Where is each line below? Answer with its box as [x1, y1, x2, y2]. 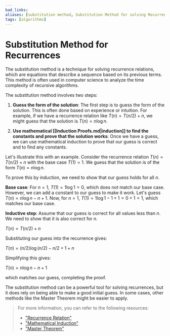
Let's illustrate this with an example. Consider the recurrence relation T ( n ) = [5, 154, 163, 160]
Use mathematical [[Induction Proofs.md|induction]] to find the [12, 128, 149, 134]
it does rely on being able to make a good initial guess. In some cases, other [5, 290, 164, 296]
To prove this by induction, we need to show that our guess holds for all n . [5, 174, 159, 180]
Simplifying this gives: [5, 255, 51, 261]
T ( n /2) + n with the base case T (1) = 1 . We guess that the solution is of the [5, 159, 160, 165]
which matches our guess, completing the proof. [5, 275, 106, 281]
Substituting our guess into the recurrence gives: [5, 235, 107, 241]
